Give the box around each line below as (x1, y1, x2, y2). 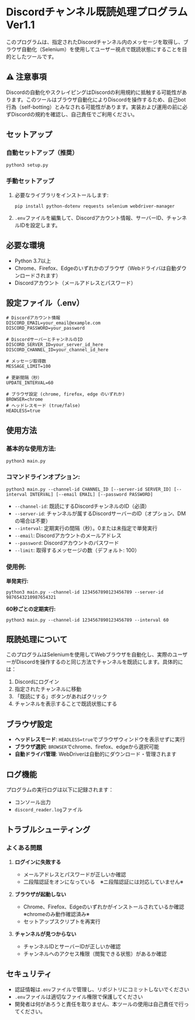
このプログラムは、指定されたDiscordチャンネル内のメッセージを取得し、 (6, 38, 183, 45)
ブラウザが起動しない (14, 891, 66, 898)
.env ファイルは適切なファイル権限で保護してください (14, 993, 143, 1000)
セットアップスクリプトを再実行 (23, 918, 101, 925)
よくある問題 (6, 844, 43, 852)
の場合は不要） (14, 518, 51, 525)
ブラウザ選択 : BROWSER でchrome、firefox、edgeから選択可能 (14, 743, 159, 750)
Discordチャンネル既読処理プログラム (6, 5, 188, 19)
